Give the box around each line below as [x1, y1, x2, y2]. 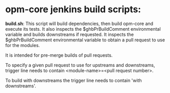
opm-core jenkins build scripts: [5, 4, 141, 15]
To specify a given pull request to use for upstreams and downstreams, [5, 62, 155, 68]
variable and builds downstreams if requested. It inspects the [5, 31, 134, 37]
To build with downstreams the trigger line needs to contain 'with [5, 77, 142, 83]
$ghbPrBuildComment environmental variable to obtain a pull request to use [5, 37, 165, 43]
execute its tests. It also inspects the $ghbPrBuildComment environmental [5, 26, 161, 32]
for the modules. [5, 42, 40, 48]
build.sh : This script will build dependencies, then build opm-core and [5, 20, 154, 27]
